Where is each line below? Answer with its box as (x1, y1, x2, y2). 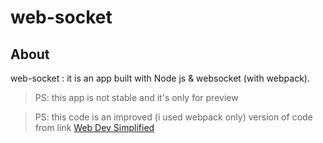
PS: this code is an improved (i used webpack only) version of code (34, 111, 313, 123)
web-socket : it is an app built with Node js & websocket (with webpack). (10, 72, 310, 84)
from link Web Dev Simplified (34, 122, 155, 133)
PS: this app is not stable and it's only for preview (34, 92, 239, 103)
